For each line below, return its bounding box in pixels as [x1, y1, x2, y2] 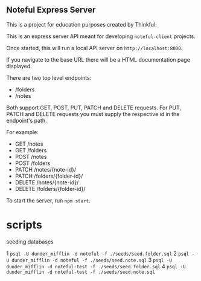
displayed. [6, 62, 32, 69]
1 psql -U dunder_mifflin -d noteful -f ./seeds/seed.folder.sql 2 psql [6, 250, 190, 257]
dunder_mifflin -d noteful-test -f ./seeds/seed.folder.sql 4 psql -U [6, 262, 186, 270]
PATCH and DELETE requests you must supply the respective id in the [6, 110, 180, 117]
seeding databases [6, 238, 54, 245]
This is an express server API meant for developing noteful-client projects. [6, 33, 196, 40]
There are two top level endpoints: [6, 74, 92, 81]
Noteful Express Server [6, 5, 96, 15]
